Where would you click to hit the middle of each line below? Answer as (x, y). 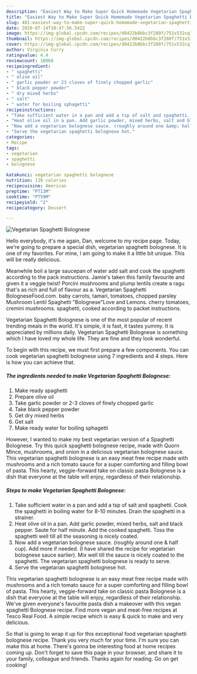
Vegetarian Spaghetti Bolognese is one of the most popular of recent (89, 320)
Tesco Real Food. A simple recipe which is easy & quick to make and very (95, 616)
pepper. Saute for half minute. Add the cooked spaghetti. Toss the (94, 530)
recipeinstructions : (31, 110)
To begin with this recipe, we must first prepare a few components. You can (98, 350)
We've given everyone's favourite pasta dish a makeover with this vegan (94, 604)
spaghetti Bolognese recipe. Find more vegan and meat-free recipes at (92, 610)
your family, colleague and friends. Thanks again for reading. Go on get (92, 659)
